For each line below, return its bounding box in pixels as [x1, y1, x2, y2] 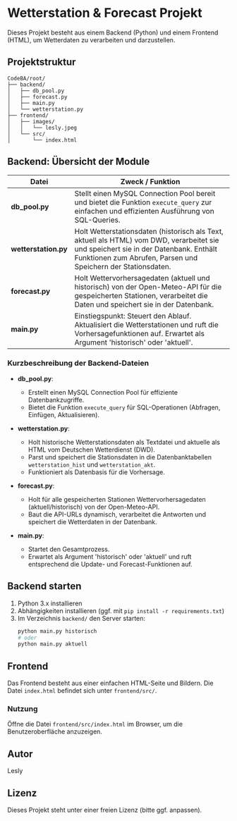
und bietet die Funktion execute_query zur [74, 197, 212, 207]
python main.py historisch [17, 627, 97, 635]
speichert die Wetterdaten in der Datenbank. [28, 517, 157, 526]
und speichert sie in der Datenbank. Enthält [74, 244, 217, 254]
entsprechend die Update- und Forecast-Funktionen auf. [28, 560, 193, 568]
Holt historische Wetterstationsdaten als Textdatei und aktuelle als [28, 438, 221, 446]
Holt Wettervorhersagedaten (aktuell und [74, 273, 210, 283]
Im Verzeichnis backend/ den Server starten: [17, 614, 146, 622]
